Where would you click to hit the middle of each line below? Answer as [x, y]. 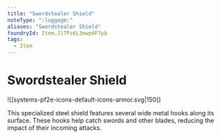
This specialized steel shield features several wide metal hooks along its [111, 113]
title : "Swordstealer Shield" [51, 14]
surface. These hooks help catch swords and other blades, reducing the [111, 120]
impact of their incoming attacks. [55, 128]
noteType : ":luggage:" [40, 20]
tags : [15, 40]
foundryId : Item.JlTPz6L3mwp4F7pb [58, 33]
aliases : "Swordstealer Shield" [54, 26]
